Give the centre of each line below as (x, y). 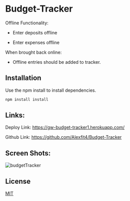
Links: (15, 115)
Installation (23, 78)
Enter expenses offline (36, 42)
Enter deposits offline (35, 32)
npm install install (27, 99)
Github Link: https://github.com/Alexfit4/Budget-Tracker (63, 137)
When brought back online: (34, 52)
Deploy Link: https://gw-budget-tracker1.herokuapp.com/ (65, 128)
